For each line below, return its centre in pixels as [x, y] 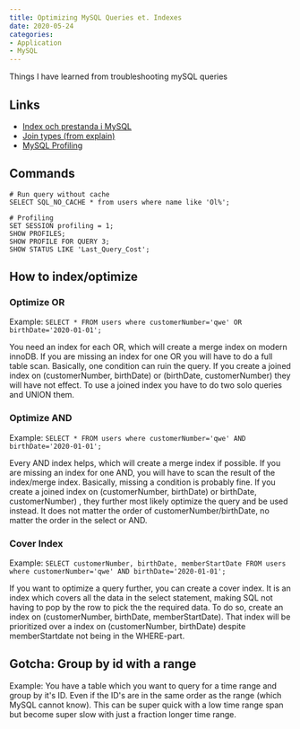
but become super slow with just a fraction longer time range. [123, 714]
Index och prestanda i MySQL [77, 126]
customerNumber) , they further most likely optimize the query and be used [149, 501]
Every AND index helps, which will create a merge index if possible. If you [145, 462]
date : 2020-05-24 [42, 26]
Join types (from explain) [69, 136]
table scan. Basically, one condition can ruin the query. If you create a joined [150, 366]
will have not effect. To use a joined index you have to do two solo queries [146, 385]
